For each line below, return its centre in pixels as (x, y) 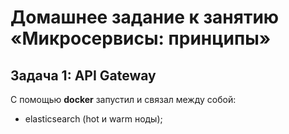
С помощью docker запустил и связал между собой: (123, 99)
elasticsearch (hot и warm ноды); (93, 119)
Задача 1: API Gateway (83, 75)
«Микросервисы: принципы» (141, 38)
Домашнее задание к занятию (145, 17)
